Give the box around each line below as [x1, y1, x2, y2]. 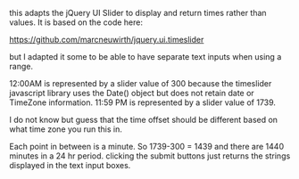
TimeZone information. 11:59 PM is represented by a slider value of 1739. [9, 97, 277, 108]
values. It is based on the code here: [9, 17, 143, 28]
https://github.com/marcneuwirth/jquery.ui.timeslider [9, 35, 204, 45]
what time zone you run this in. [9, 124, 122, 134]
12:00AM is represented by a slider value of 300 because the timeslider [9, 78, 272, 88]
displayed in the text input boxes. [9, 160, 131, 170]
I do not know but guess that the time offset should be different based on [9, 115, 278, 125]
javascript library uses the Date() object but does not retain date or [9, 88, 254, 98]
